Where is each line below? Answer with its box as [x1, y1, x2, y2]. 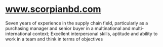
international [5, 30, 31, 36]
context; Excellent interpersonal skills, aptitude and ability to [32, 30, 158, 36]
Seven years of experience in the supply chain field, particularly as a [5, 20, 148, 26]
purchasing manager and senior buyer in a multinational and [5, 25, 131, 31]
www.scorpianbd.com [5, 3, 101, 15]
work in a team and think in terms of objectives [5, 36, 103, 42]
